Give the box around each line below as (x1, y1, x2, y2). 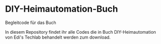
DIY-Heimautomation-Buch (5, 3, 118, 15)
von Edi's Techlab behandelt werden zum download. (5, 34, 111, 40)
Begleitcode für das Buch (5, 20, 56, 25)
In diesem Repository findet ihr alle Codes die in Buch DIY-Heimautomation (5, 29, 157, 35)
